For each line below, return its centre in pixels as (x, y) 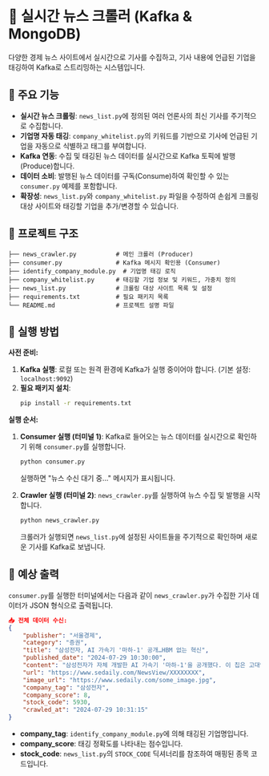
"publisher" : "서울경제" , (62, 635)
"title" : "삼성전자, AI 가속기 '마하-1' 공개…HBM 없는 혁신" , (116, 650)
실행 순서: (23, 420)
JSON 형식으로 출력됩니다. (71, 605)
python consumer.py (52, 462)
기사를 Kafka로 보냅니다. (67, 547)
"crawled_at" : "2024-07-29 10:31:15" (86, 710)
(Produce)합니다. (47, 166)
